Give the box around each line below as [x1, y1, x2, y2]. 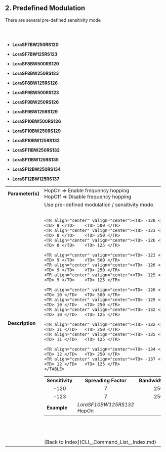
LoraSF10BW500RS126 [12, 118, 61, 124]
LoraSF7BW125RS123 [12, 51, 58, 57]
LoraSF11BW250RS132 [12, 147, 60, 153]
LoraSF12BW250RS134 [12, 166, 61, 172]
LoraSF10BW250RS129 [12, 128, 61, 134]
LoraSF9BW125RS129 [12, 108, 58, 114]
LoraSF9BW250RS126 [12, 99, 59, 105]
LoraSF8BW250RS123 [12, 70, 59, 76]
